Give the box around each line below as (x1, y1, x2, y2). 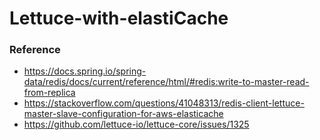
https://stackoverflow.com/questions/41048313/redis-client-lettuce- (23, 97, 305, 109)
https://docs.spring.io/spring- (23, 65, 147, 77)
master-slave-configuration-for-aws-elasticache (23, 108, 224, 120)
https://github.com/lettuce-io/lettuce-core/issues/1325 (23, 118, 250, 131)
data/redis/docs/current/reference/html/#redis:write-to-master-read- (23, 76, 310, 88)
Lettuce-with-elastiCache (9, 7, 229, 30)
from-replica (23, 87, 76, 99)
